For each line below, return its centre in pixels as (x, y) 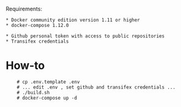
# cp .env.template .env (48, 82)
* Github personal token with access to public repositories (85, 36)
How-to (25, 66)
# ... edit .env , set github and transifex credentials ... (96, 87)
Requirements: (24, 9)
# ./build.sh (33, 92)
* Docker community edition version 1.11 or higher (73, 20)
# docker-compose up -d (47, 98)
